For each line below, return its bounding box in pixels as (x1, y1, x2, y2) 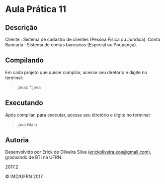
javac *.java (17, 84, 41, 90)
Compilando (5, 56, 44, 65)
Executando (5, 98, 43, 107)
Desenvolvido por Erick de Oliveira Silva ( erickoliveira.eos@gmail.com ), (5, 149, 152, 155)
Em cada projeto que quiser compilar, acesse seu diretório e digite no (5, 69, 148, 75)
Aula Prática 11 (5, 3, 66, 15)
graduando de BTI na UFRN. (5, 154, 63, 160)
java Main (17, 121, 37, 127)
